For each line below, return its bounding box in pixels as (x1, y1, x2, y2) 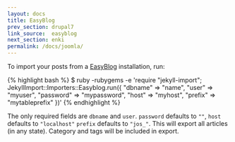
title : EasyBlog (7, 17, 55, 24)
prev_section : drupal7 (7, 23, 74, 30)
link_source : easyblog (7, 30, 78, 37)
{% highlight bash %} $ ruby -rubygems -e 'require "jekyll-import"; (7, 76, 203, 84)
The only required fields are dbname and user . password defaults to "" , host (7, 112, 221, 120)
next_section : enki (7, 37, 65, 44)
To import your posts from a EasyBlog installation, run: (7, 63, 165, 70)
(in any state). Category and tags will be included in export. (7, 127, 179, 135)
